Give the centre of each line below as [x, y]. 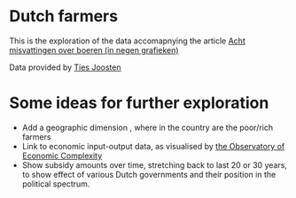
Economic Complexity [62, 156]
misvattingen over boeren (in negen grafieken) [94, 49]
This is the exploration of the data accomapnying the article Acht [127, 41]
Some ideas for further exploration [139, 103]
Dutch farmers [63, 16]
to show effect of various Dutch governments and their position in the [149, 174]
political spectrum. [56, 184]
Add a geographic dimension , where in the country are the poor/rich [148, 127]
